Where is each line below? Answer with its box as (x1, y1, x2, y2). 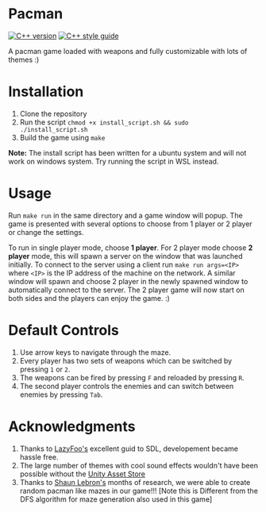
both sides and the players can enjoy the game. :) (8, 293, 171, 302)
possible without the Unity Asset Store (19, 469, 145, 479)
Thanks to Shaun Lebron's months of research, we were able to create (19, 477, 251, 487)
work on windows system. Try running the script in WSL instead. (8, 156, 219, 166)
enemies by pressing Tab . (19, 390, 103, 399)
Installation (8, 83, 84, 101)
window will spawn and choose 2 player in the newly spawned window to (8, 276, 249, 286)
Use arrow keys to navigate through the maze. (19, 347, 172, 357)
